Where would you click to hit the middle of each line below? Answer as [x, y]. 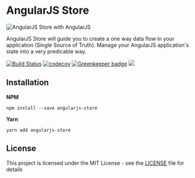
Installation [28, 82]
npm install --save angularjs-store [52, 108]
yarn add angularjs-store [38, 130]
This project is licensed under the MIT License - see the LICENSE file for [95, 163]
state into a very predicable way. [46, 51]
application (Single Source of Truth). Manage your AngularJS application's [98, 45]
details [14, 169]
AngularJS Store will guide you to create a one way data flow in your [90, 38]
